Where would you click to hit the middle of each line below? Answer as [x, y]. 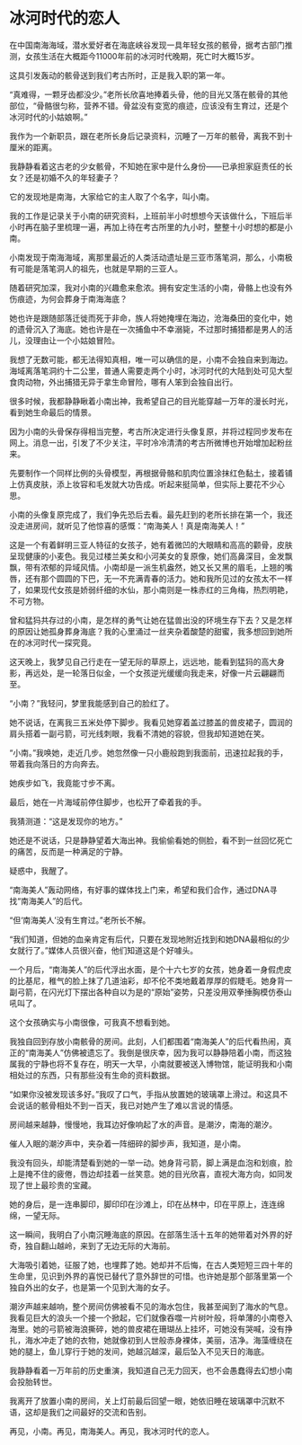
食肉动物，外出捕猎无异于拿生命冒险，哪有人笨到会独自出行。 [124, 382]
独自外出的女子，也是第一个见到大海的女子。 [92, 1287]
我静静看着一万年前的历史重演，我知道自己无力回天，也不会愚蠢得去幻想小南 [151, 1370]
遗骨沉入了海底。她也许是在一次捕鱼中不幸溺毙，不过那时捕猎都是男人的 [151, 329]
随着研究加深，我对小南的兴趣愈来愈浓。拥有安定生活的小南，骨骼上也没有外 [151, 288]
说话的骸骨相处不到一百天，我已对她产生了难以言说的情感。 [127, 1105]
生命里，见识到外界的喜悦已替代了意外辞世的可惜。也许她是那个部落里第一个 [151, 1276]
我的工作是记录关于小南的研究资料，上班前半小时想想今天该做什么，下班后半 [151, 216]
